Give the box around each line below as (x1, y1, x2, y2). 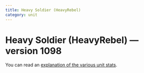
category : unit (5, 12, 38, 17)
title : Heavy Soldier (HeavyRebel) (5, 7, 81, 13)
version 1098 (5, 45, 62, 57)
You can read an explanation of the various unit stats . (5, 62, 117, 68)
